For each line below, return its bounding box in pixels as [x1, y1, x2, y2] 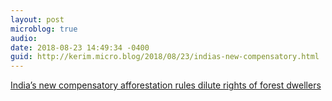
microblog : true [10, 24, 78, 34]
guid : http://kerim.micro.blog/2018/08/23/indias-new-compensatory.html [10, 52, 320, 62]
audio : [10, 33, 38, 43]
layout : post [10, 14, 65, 25]
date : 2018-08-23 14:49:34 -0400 [10, 42, 150, 53]
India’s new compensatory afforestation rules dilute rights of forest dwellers [10, 79, 322, 91]
